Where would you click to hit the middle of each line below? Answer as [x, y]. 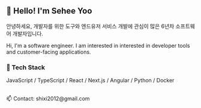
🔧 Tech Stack [26, 67]
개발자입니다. [28, 33]
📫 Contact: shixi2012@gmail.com [48, 98]
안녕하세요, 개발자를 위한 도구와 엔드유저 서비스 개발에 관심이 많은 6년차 [90, 26]
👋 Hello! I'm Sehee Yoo [49, 11]
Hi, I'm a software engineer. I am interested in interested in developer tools [98, 45]
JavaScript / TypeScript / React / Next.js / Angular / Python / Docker [90, 81]
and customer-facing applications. [49, 52]
